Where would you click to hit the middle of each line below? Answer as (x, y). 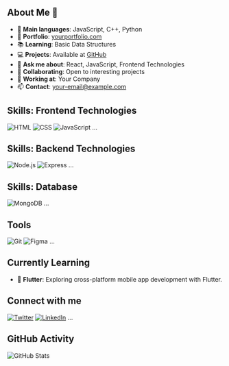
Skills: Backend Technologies (71, 149)
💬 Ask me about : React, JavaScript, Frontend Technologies (101, 64)
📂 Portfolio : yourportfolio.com (59, 36)
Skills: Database (43, 187)
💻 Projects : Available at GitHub (62, 54)
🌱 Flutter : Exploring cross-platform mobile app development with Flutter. (120, 279)
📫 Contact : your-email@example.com (72, 86)
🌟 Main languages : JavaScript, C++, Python (80, 29)
